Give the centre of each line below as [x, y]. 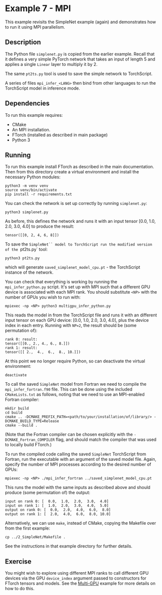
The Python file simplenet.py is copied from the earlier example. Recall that [80, 54]
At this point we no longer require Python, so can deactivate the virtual [75, 361]
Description [23, 42]
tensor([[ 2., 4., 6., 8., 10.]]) [43, 352]
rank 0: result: [21, 340]
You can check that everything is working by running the [61, 282]
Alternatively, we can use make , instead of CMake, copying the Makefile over [81, 523]
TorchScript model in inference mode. [43, 88]
